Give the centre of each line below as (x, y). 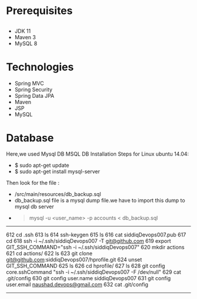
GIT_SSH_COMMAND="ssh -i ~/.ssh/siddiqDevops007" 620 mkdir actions (95, 248)
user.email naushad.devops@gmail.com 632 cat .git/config (77, 284)
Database (30, 138)
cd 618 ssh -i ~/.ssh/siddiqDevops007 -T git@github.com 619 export (89, 241)
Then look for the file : (33, 183)
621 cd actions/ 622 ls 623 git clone (49, 253)
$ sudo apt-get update (42, 166)
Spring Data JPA (34, 95)
